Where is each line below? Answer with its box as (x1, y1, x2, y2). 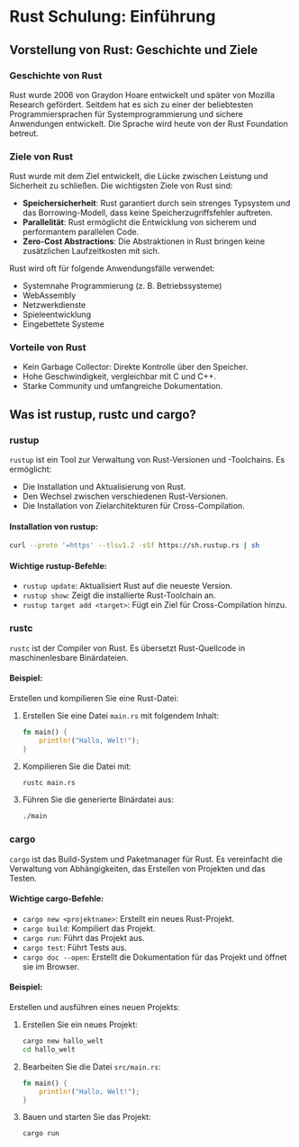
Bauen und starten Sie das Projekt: (22, 1112, 151, 1123)
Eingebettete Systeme (22, 319, 105, 330)
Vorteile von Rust (9, 341, 86, 354)
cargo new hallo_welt (22, 1037, 104, 1046)
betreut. (9, 128, 39, 139)
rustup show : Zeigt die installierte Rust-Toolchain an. (22, 590, 216, 601)
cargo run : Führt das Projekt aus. (22, 932, 146, 943)
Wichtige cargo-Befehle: (9, 893, 104, 904)
